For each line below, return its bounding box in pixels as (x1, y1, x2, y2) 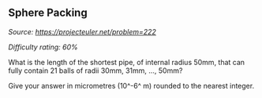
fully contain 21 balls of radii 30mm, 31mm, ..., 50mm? (8, 66, 183, 75)
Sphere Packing (8, 6, 88, 20)
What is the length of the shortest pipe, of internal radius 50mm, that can (8, 57, 245, 67)
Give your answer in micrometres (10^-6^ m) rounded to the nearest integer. (8, 81, 255, 90)
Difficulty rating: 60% (8, 42, 79, 52)
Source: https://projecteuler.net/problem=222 (8, 27, 156, 36)
